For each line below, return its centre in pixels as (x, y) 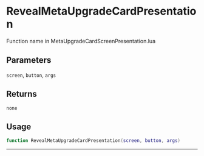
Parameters (29, 60)
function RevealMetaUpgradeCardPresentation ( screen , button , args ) (93, 141)
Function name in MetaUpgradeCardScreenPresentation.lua (81, 41)
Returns (22, 94)
